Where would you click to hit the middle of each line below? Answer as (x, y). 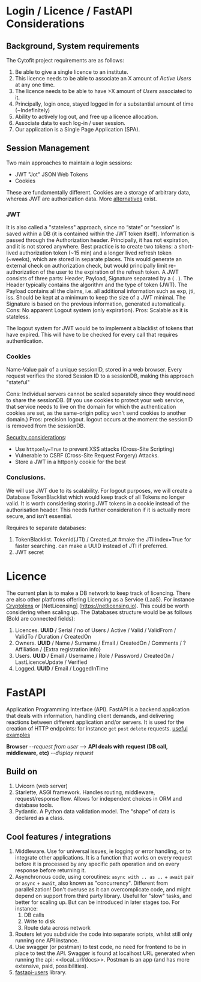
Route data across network (57, 928)
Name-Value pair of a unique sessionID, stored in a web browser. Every (94, 370)
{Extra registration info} (72, 649)
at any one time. (35, 85)
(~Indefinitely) (32, 110)
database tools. (34, 805)
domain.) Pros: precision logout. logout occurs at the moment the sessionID (100, 420)
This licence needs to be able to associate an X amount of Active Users (103, 78)
